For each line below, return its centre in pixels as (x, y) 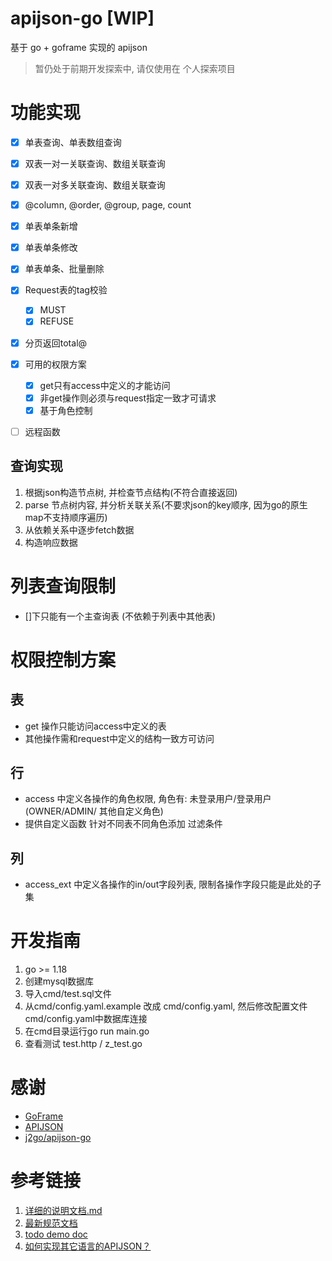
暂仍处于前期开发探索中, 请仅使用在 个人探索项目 (135, 68)
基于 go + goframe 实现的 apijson (79, 47)
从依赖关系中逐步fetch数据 (79, 529)
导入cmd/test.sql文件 (68, 994)
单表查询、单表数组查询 (73, 142)
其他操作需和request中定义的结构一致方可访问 (119, 738)
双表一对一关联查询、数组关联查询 (95, 163)
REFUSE (57, 321)
